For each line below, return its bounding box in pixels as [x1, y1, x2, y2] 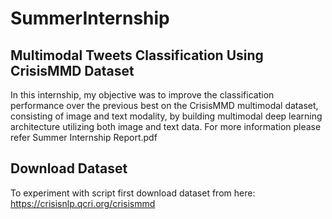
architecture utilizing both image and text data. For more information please [10, 121, 322, 132]
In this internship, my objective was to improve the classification [10, 89, 275, 101]
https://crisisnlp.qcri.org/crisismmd [10, 197, 156, 209]
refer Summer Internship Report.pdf [10, 132, 158, 143]
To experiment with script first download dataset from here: [10, 187, 256, 199]
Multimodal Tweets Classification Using [10, 47, 264, 64]
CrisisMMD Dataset [10, 62, 135, 79]
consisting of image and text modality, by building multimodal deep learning [10, 110, 323, 122]
